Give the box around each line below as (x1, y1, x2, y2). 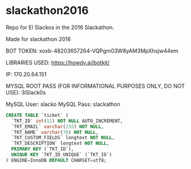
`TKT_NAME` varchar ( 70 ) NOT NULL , (11, 129, 99, 135)
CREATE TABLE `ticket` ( (5, 112, 69, 118)
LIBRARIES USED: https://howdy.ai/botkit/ (5, 59, 110, 66)
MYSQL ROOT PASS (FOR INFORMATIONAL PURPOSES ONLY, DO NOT (5, 82, 185, 90)
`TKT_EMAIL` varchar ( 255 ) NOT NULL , (11, 124, 104, 130)
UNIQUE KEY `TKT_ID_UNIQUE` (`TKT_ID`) (11, 152, 113, 158)
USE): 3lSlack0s (5, 88, 46, 96)
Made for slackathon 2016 (5, 35, 71, 42)
